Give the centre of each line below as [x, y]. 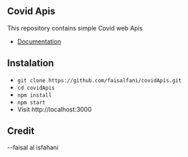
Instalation [30, 63]
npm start [31, 102]
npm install [34, 95]
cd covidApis [36, 88]
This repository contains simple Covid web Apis [75, 28]
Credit [21, 131]
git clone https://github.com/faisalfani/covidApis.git [99, 80]
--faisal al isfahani [33, 147]
